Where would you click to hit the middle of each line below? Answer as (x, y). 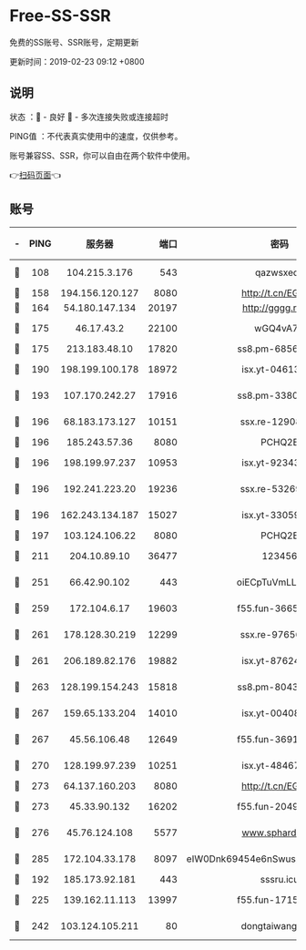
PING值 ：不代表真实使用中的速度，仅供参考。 (96, 136)
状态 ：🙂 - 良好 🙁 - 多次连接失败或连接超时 (89, 117)
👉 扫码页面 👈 (36, 175)
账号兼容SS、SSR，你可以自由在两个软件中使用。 (102, 155)
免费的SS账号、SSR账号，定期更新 (74, 42)
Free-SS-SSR (60, 16)
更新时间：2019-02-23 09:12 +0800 (77, 61)
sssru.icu (280, 879)
